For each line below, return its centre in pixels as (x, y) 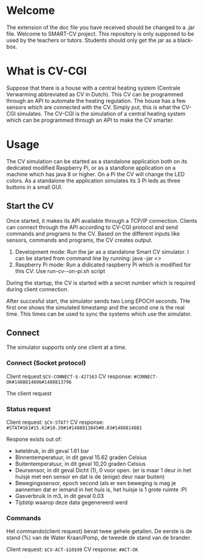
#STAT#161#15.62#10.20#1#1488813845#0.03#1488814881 (74, 428)
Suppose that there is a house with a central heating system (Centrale (93, 88)
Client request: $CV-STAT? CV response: (55, 422)
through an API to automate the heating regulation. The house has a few (96, 101)
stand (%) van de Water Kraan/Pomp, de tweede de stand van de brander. (99, 538)
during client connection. (37, 289)
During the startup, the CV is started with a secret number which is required (101, 283)
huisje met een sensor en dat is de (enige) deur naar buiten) (90, 477)
